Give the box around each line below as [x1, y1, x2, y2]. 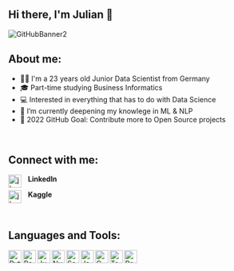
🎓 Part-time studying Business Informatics [19, 82, 163, 92]
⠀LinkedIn [22, 174, 58, 184]
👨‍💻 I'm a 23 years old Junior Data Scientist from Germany [19, 74, 210, 83]
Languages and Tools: [8, 229, 121, 242]
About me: [8, 53, 62, 66]
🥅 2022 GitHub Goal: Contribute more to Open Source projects [19, 114, 226, 124]
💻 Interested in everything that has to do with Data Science [19, 94, 216, 104]
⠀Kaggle [22, 189, 53, 200]
